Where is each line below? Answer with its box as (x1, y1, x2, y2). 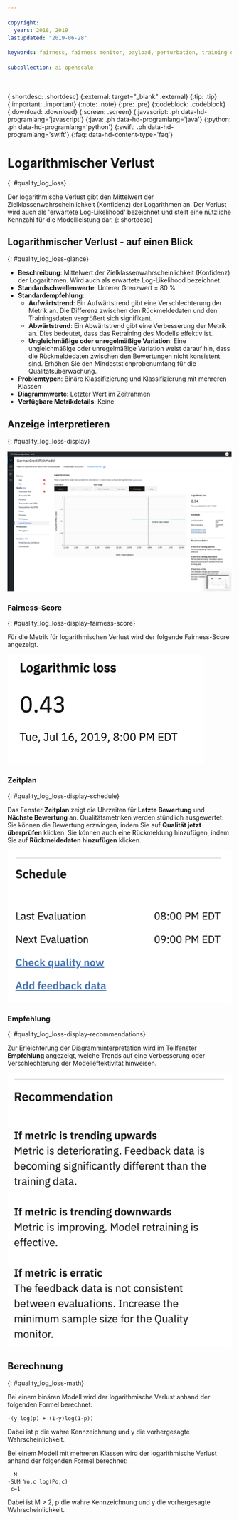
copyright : (7, 19, 40, 26)
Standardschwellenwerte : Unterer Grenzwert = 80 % (17, 284, 176, 292)
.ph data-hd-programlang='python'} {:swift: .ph (7, 122, 147, 131)
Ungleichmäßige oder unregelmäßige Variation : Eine (28, 337, 186, 345)
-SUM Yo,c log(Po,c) (7, 1479, 69, 1486)
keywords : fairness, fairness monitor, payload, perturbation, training (7, 49, 228, 56)
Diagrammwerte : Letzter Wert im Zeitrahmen (17, 389, 151, 399)
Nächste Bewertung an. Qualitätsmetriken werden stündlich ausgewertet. (7, 813, 224, 822)
